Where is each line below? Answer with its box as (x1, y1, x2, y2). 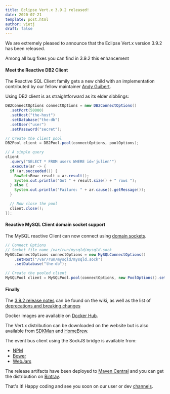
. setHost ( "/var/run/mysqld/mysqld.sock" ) (14, 257, 103, 262)
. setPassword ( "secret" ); (10, 127, 62, 132)
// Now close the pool (10, 201, 58, 207)
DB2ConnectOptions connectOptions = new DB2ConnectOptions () (5, 103, 137, 108)
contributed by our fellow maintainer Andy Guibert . (5, 84, 111, 90)
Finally (5, 286, 20, 292)
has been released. (5, 46, 46, 52)
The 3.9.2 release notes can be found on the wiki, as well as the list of (5, 297, 151, 304)
